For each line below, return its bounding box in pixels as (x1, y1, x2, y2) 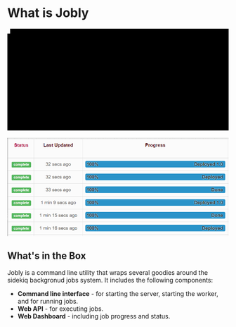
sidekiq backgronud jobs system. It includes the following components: (7, 276, 214, 285)
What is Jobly (7, 5, 89, 21)
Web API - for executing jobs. (17, 304, 104, 313)
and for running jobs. (17, 297, 79, 306)
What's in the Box (7, 249, 86, 261)
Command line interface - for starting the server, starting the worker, (17, 290, 219, 298)
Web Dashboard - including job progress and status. (17, 312, 171, 321)
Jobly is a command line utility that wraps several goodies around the (7, 269, 209, 277)
